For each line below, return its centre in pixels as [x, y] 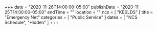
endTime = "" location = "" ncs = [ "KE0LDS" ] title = [100, 12]
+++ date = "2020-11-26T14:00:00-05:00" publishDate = [62, 7]
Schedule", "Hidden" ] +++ [32, 22]
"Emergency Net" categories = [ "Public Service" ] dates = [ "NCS [71, 17]
